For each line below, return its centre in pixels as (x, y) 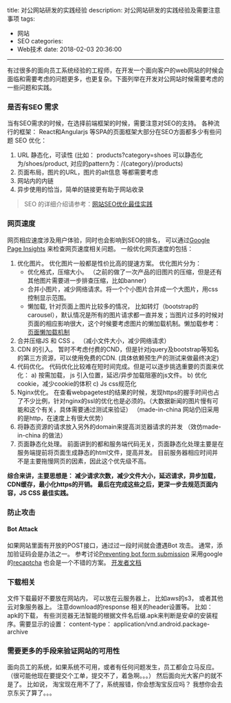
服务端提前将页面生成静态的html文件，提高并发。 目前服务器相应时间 (114, 452)
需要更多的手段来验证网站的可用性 (64, 651)
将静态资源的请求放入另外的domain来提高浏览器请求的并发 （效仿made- (119, 426)
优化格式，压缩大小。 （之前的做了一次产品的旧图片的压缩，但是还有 (124, 272)
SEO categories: (40, 41)
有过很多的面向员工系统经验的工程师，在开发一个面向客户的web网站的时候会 (115, 70)
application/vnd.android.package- (162, 624)
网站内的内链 (35, 181)
